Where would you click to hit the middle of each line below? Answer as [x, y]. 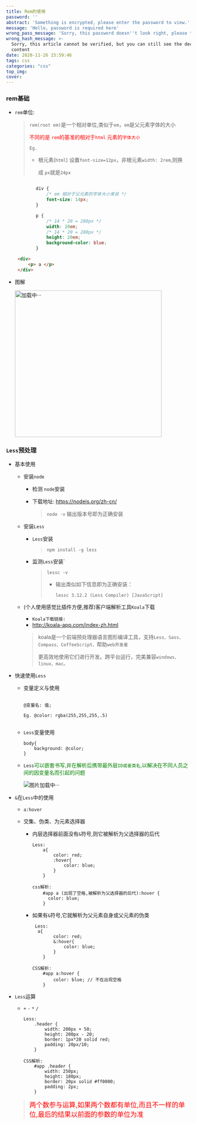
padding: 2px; [62, 1086]
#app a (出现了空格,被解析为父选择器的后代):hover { [101, 893]
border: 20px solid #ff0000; [80, 1081]
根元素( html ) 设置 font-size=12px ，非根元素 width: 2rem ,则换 [110, 160]
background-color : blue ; [77, 243]
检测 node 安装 [48, 489]
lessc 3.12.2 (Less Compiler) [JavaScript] [109, 595]
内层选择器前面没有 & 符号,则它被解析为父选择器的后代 [96, 834]
